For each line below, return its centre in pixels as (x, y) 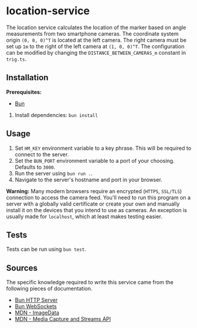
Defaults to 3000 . (35, 167)
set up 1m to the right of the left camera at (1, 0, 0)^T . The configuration (96, 46)
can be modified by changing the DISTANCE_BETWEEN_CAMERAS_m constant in (96, 52)
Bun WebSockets (36, 307)
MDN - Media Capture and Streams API (63, 319)
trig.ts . (16, 59)
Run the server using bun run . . (54, 173)
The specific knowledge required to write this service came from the (90, 282)
